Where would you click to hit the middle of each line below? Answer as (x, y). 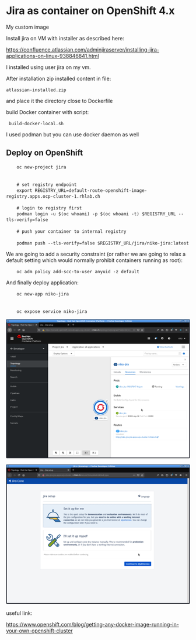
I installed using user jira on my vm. (49, 67)
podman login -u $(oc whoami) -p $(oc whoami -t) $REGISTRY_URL (96, 214)
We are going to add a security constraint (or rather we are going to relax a (96, 254)
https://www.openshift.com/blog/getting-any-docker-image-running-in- (92, 624)
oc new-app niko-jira (43, 294)
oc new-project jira (41, 167)
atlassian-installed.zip (36, 90)
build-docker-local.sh (36, 123)
